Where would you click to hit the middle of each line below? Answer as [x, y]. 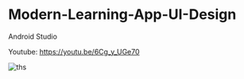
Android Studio [33, 36]
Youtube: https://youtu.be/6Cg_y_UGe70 [74, 51]
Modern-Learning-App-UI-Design [122, 15]
